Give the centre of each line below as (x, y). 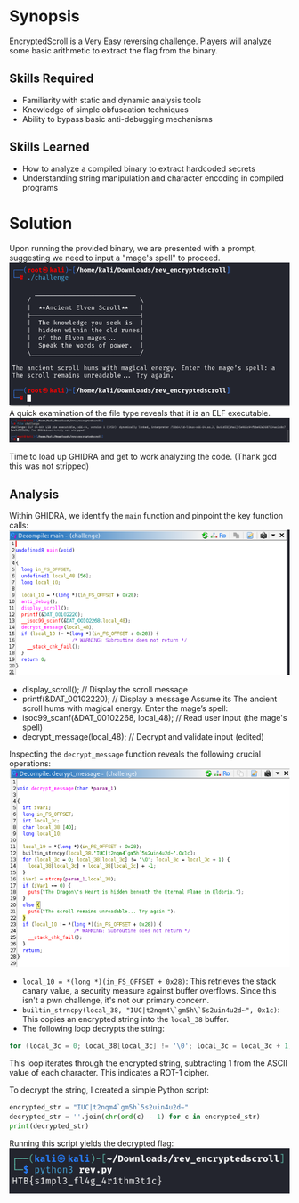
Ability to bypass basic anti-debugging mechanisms (117, 119)
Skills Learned (50, 147)
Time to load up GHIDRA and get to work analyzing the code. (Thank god (143, 457)
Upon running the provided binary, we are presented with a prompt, (133, 248)
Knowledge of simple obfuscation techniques (105, 110)
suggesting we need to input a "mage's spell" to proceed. (115, 258)
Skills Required (52, 79)
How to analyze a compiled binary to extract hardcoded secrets (139, 168)
